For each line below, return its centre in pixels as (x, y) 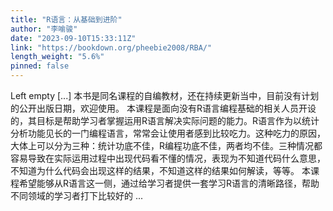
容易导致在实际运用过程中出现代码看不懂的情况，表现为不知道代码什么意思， (168, 158)
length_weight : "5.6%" (57, 57)
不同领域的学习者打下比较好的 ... (77, 195)
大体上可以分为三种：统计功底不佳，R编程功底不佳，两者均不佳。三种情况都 (166, 145)
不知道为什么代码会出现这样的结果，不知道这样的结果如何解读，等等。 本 (160, 170)
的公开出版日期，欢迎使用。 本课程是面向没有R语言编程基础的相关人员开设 (163, 108)
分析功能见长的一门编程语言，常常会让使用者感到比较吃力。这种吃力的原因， (168, 133)
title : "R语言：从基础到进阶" (66, 19)
